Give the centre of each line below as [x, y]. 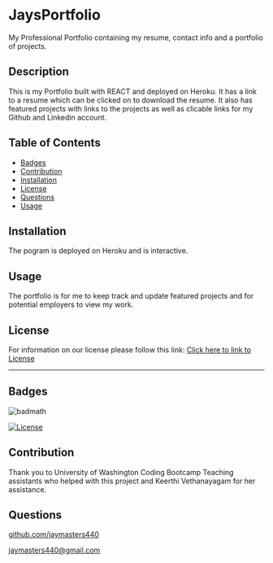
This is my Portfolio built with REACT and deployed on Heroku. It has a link [133, 91]
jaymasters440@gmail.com [54, 550]
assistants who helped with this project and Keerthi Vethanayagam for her [132, 481]
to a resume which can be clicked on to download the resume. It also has [131, 100]
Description [39, 72]
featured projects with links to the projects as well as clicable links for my [131, 108]
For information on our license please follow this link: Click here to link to [130, 350]
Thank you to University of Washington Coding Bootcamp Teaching [121, 472]
